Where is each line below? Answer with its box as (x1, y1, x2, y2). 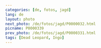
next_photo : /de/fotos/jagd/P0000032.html (5, 21, 96, 26)
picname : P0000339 (5, 26, 44, 31)
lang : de (5, 12, 24, 17)
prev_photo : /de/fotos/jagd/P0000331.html (5, 30, 96, 35)
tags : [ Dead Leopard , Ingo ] (5, 35, 65, 40)
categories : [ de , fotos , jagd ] (5, 7, 71, 12)
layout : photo (5, 16, 35, 21)
